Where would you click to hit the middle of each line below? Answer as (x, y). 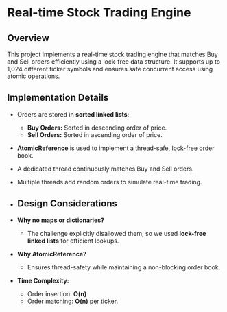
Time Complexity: (43, 280)
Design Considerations (67, 204)
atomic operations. (34, 76)
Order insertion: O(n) (57, 293)
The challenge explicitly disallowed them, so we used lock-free (117, 233)
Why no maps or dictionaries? (61, 220)
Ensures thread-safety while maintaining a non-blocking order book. (124, 267)
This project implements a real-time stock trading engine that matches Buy (112, 54)
